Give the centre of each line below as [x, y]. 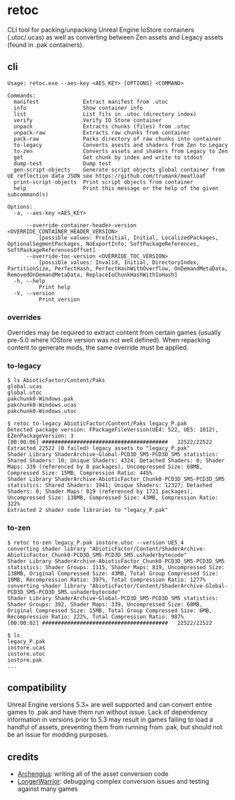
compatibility [37, 688]
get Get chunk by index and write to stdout [108, 157]
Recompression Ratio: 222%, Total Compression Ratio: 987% [96, 616]
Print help [55, 287]
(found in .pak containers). [46, 44]
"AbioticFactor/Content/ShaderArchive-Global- [159, 586]
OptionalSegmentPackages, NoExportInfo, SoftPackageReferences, [103, 244]
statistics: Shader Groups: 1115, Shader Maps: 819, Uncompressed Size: [116, 567]
